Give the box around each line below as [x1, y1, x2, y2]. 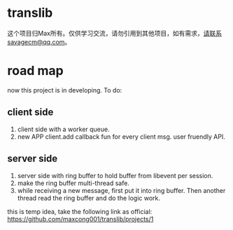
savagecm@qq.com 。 [7, 37, 71, 46]
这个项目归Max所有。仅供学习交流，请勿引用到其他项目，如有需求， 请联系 [7, 29, 223, 37]
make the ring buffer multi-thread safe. [17, 179, 129, 187]
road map [7, 63, 64, 79]
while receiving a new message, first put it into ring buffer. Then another [17, 186, 226, 194]
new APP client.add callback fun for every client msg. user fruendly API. [17, 132, 225, 141]
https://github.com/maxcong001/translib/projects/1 [7, 215, 154, 223]
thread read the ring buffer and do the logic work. [17, 194, 161, 202]
